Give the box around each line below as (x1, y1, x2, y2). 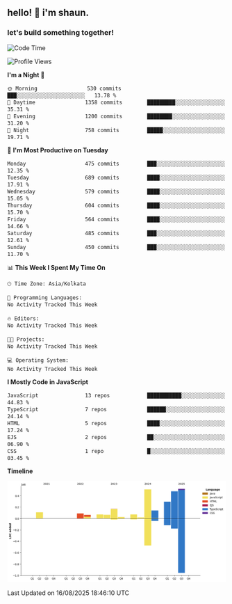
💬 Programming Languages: (7, 294, 82, 301)
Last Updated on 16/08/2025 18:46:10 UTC (7, 589, 130, 597)
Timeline (7, 467, 33, 475)
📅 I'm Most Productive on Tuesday (7, 145, 109, 154)
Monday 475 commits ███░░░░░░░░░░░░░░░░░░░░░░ (7, 160, 226, 167)
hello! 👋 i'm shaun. (7, 7, 89, 19)
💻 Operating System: (7, 356, 69, 364)
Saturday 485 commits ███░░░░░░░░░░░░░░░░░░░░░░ (7, 230, 226, 237)
